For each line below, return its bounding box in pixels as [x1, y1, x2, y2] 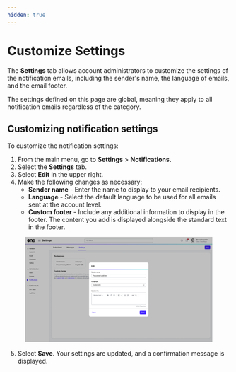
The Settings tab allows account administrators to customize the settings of [7, 66, 228, 74]
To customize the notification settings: [7, 141, 119, 150]
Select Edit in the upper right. [17, 170, 104, 179]
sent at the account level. [28, 200, 102, 209]
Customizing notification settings [7, 122, 158, 134]
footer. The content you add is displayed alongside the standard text [28, 216, 228, 224]
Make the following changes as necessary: [17, 178, 143, 187]
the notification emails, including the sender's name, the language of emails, [7, 74, 230, 82]
